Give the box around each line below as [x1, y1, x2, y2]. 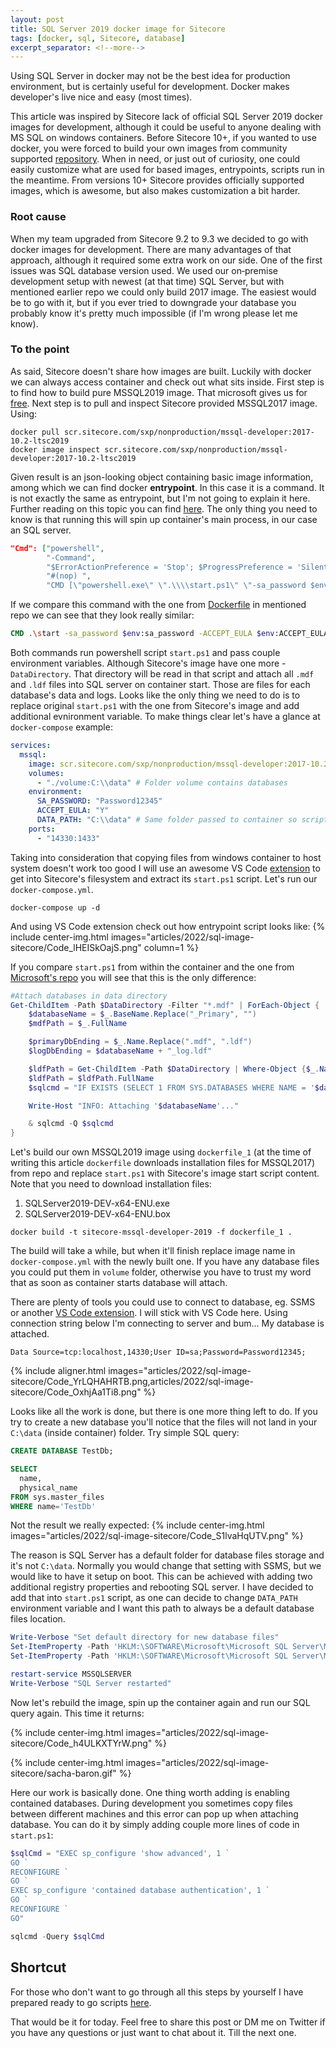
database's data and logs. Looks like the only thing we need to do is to [10, 689, 301, 701]
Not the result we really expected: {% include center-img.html [10, 1519, 265, 1531]
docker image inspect [10, 444, 101, 455]
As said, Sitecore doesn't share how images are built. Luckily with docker [10, 365, 312, 377]
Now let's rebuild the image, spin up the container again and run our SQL [10, 1696, 311, 1708]
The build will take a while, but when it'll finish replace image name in [10, 1245, 296, 1257]
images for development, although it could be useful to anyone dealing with [10, 121, 322, 133]
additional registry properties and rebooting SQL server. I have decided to [10, 1581, 314, 1593]
